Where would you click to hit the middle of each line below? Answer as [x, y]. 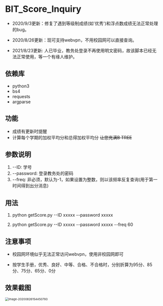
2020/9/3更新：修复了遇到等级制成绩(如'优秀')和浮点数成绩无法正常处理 [85, 23]
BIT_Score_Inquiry [43, 9]
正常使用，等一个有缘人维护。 [47, 57]
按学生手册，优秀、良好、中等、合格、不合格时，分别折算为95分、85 [82, 265]
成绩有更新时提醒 [30, 131]
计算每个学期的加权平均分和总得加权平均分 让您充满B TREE [72, 137]
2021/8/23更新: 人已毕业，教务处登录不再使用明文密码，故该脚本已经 [82, 50]
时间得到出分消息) [30, 186]
